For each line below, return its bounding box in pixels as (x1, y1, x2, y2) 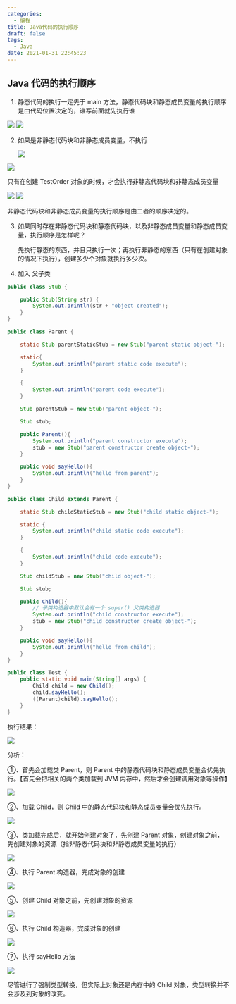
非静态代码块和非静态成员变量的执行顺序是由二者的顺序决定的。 (7, 206, 192, 215)
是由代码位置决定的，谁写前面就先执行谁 (17, 106, 135, 115)
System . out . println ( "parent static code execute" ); (32, 360, 188, 367)
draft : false (7, 30, 46, 37)
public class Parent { (7, 328, 74, 335)
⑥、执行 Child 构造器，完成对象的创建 (7, 924, 121, 932)
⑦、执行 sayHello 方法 (7, 952, 76, 960)
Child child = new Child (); (32, 683, 115, 690)
